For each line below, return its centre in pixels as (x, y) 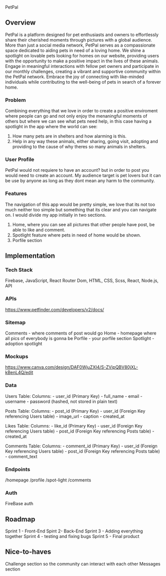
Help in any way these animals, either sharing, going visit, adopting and (85, 142)
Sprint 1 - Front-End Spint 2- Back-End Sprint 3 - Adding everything (74, 531)
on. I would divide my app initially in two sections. (56, 215)
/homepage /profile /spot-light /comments (48, 480)
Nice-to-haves (28, 552)
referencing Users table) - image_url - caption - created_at (65, 416)
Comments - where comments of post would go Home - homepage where (81, 333)
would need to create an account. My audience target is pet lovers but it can (83, 176)
